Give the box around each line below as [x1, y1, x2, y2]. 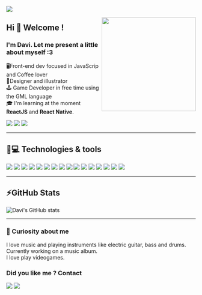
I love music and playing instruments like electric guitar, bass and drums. [6, 241, 186, 248]
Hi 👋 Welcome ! [6, 23, 64, 33]
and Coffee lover [6, 71, 48, 78]
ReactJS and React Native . [6, 108, 74, 115]
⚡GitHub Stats [6, 187, 60, 198]
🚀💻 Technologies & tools [6, 144, 102, 154]
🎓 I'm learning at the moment [6, 99, 81, 106]
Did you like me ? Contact [6, 269, 82, 277]
